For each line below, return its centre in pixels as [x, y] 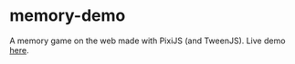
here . [19, 50]
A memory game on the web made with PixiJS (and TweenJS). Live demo [147, 41]
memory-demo [68, 16]
